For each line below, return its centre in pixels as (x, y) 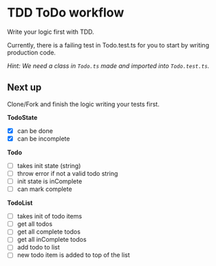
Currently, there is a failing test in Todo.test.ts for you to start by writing (108, 45)
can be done (35, 131)
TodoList (20, 203)
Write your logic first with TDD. (51, 32)
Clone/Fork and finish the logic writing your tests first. (83, 104)
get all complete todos (49, 232)
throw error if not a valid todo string (67, 173)
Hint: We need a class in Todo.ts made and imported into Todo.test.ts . (108, 65)
